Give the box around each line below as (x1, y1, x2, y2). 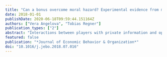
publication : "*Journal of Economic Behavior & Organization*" (5, 40, 139, 45)
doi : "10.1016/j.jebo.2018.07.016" (5, 44, 79, 49)
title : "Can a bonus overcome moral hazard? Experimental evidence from (5, 7, 159, 12)
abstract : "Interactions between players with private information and (5, 30, 157, 35)
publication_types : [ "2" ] (5, 26, 59, 31)
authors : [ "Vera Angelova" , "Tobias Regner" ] (5, 21, 101, 26)
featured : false (5, 35, 39, 40)
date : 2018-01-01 (5, 12, 41, 17)
